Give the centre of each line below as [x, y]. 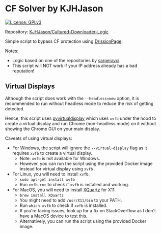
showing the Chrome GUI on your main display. [53, 129]
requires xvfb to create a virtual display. [52, 153]
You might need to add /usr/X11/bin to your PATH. [71, 200]
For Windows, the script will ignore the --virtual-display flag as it [80, 148]
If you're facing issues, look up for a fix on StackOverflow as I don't [88, 210]
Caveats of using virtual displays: [39, 138]
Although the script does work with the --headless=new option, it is [72, 98]
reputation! [23, 71]
